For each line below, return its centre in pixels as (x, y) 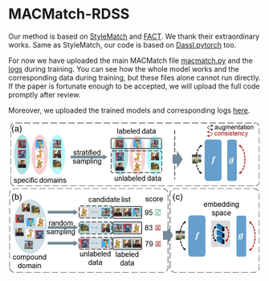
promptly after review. (45, 94)
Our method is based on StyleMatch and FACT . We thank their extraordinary (134, 36)
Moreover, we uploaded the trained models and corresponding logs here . (129, 110)
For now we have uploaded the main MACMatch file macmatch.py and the (130, 60)
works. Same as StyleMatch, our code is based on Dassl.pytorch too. (122, 44)
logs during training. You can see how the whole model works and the (124, 68)
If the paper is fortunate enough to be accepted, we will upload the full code (134, 86)
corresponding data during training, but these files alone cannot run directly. (134, 77)
